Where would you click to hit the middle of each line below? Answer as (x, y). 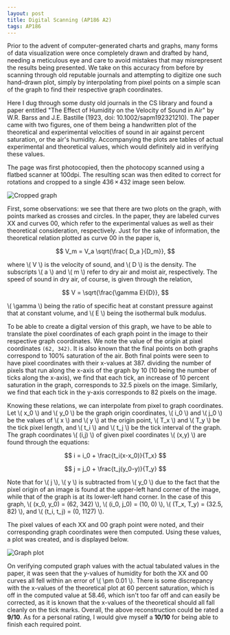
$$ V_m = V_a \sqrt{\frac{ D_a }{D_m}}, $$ (115, 251)
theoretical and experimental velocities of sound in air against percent (106, 132)
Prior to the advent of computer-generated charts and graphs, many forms (113, 46)
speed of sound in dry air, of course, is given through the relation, (100, 279)
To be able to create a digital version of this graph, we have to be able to (110, 327)
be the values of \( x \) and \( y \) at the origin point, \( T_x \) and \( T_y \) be (114, 420)
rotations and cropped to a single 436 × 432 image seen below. (96, 182)
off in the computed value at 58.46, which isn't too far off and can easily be (114, 595)
